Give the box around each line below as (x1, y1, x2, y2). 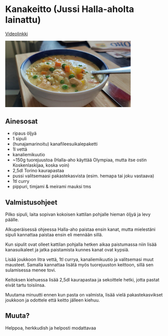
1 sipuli (12, 136, 27, 142)
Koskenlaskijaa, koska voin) (12, 162, 70, 168)
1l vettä (12, 146, 28, 152)
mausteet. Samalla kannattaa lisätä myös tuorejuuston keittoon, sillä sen (5, 262, 154, 268)
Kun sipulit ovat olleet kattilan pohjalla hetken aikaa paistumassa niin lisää (5, 241, 157, 247)
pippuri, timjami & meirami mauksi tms (12, 184, 91, 190)
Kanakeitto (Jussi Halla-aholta (5, 4, 134, 15)
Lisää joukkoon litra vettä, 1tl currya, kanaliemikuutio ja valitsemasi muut (5, 256, 154, 262)
